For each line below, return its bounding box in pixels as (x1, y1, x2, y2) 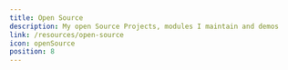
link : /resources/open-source (9, 30, 125, 39)
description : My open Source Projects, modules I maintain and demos (9, 22, 280, 31)
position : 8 (9, 47, 55, 56)
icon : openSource (9, 38, 76, 48)
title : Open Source (9, 13, 84, 23)
